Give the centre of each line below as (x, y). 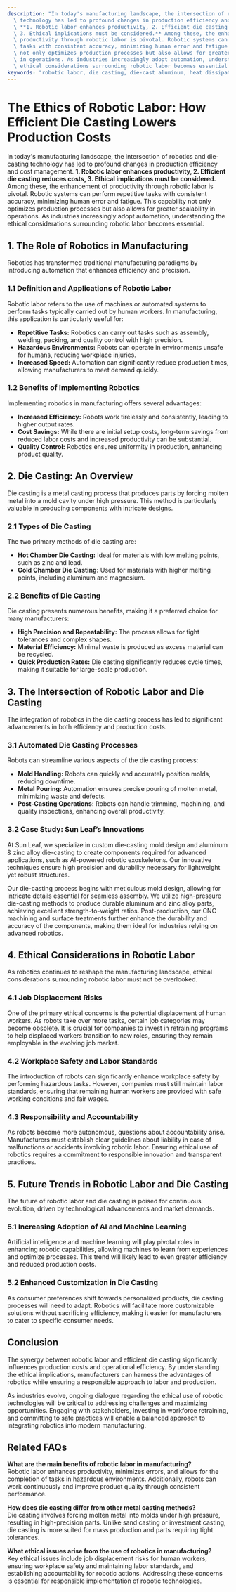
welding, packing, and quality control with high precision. (100, 340)
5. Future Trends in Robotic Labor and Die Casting (118, 1184)
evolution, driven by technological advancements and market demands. (111, 1208)
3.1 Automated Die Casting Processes (73, 745)
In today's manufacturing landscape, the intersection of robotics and (106, 157)
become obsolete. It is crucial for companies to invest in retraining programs (118, 1028)
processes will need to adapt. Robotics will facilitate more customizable (111, 1305)
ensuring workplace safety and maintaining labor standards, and (100, 1566)
